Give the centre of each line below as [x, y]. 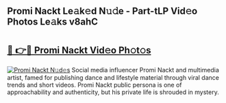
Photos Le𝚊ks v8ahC [52, 22]
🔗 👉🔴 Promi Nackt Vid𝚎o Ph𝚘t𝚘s [79, 50]
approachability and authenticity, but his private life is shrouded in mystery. [113, 92]
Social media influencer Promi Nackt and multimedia [145, 70]
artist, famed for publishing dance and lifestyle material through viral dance [113, 77]
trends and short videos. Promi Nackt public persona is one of [95, 85]
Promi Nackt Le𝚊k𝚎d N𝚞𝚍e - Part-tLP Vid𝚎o [102, 11]
